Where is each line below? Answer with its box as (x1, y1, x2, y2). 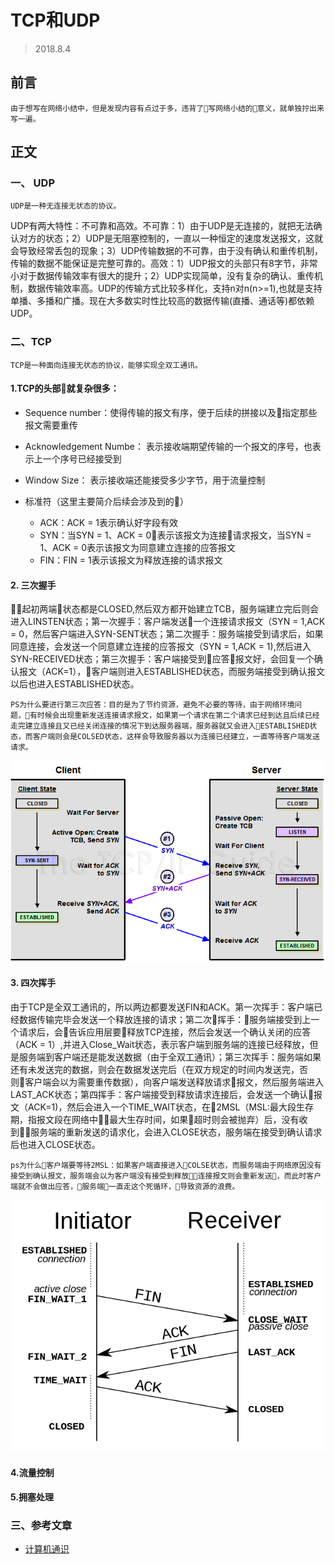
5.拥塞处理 (10, 1491, 55, 1503)
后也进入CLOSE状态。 (10, 1138, 101, 1150)
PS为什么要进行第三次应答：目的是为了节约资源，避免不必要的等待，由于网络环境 (10, 700, 295, 710)
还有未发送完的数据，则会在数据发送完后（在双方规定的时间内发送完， (10, 1063, 300, 1075)
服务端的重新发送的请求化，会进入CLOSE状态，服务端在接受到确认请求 (30, 1126, 323, 1138)
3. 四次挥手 (10, 977, 57, 989)
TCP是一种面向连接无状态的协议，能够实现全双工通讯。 (10, 360, 203, 370)
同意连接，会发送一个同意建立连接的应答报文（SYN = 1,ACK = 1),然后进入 (10, 641, 312, 653)
